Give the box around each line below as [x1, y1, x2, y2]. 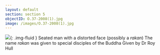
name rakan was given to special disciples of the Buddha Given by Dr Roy [5, 40, 156, 46]
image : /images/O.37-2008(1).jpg [5, 21, 74, 26]
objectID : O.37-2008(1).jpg [5, 16, 63, 21]
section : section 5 [5, 12, 45, 17]
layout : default [5, 7, 39, 12]
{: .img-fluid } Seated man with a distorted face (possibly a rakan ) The [10, 35, 153, 41]
